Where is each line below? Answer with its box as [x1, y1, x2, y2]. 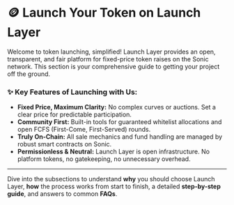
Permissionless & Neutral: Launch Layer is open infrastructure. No [17, 147, 210, 156]
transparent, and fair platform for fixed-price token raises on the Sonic [7, 54, 209, 63]
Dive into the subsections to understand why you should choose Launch [7, 175, 215, 183]
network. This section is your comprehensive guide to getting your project [7, 62, 220, 70]
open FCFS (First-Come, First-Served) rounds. [17, 126, 151, 134]
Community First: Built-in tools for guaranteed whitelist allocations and [17, 118, 222, 126]
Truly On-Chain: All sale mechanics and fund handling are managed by [17, 132, 223, 141]
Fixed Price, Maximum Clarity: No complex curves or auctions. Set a [17, 103, 216, 112]
